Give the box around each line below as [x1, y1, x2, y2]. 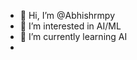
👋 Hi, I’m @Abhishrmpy [19, 10, 116, 21]
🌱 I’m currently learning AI [19, 31, 128, 42]
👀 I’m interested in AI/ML [19, 20, 122, 32]
